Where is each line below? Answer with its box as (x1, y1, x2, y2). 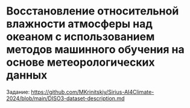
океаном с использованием (6, 30, 155, 43)
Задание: (6, 88, 30, 95)
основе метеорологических (6, 56, 155, 69)
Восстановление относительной (6, 4, 179, 18)
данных (6, 68, 48, 82)
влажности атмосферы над (6, 17, 153, 31)
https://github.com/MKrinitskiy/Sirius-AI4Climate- (31, 88, 154, 95)
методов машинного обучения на (6, 43, 185, 57)
